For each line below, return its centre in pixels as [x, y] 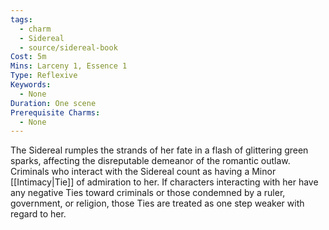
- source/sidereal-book [68, 47]
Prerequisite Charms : [55, 112]
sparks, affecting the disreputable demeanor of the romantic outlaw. [150, 161]
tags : [21, 19]
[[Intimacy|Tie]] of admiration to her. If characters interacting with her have [164, 182]
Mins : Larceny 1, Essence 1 [69, 66]
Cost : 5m [28, 57]
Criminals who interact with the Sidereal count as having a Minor [143, 172]
